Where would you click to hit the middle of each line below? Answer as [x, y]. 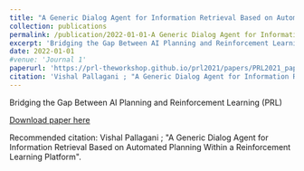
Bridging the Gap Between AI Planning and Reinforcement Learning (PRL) [146, 102]
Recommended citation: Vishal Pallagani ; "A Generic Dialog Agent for [139, 138]
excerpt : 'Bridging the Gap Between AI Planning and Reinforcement [139, 43]
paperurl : [28, 69]
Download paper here [50, 119]
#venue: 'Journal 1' [48, 60]
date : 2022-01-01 [42, 52]
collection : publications [58, 26]
